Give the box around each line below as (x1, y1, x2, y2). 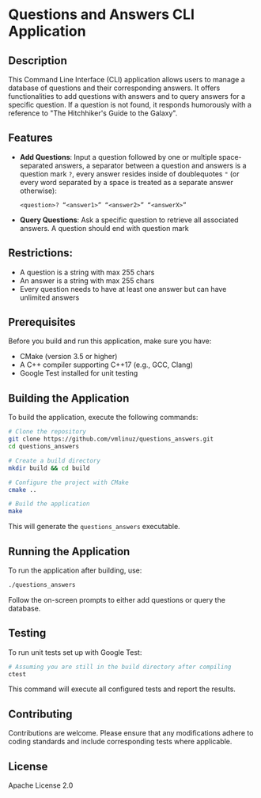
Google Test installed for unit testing (19, 369, 138, 378)
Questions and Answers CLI (8, 6, 195, 24)
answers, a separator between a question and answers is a (55, 161, 247, 170)
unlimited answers (19, 293, 80, 302)
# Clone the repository (8, 428, 87, 436)
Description (8, 54, 67, 67)
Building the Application (8, 391, 130, 405)
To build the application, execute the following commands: (8, 413, 199, 422)
